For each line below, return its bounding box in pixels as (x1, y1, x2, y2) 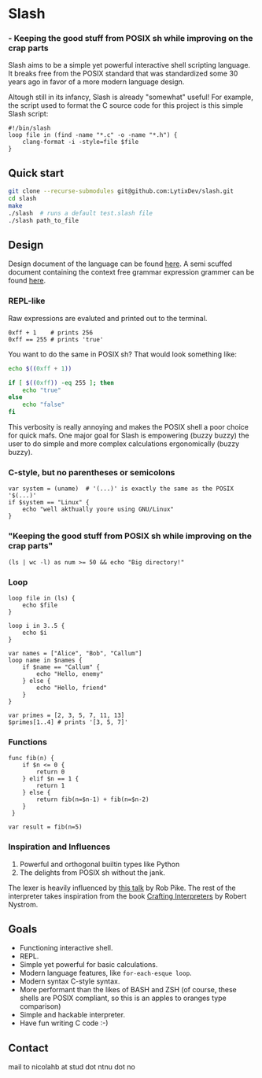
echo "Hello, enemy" (36, 670, 104, 677)
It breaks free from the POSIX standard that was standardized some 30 (8, 68, 238, 79)
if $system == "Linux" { (8, 499, 90, 507)
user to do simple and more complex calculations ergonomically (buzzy (8, 439, 240, 449)
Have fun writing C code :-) (19, 1018, 109, 1028)
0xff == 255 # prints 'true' (8, 335, 104, 343)
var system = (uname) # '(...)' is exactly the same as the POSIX (8, 485, 234, 493)
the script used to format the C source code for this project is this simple (8, 101, 244, 110)
